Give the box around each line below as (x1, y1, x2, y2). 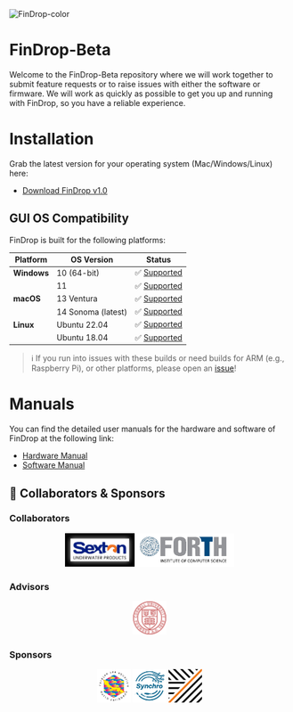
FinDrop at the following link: (9, 433, 114, 444)
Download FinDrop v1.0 (21, 184, 109, 195)
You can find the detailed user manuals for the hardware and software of (9, 423, 276, 435)
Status (146, 254, 172, 266)
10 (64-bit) (56, 267, 100, 278)
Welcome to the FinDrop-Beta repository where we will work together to (9, 69, 273, 79)
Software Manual (21, 460, 85, 471)
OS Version (70, 254, 114, 266)
